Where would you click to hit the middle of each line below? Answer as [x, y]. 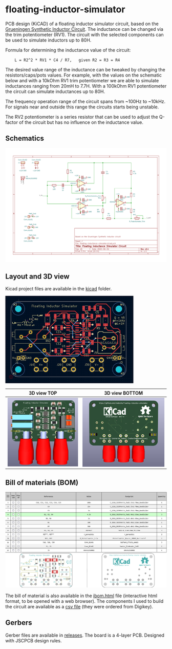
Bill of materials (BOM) [42, 482]
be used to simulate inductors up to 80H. [48, 40]
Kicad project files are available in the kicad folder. [58, 289]
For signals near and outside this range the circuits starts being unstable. [82, 107]
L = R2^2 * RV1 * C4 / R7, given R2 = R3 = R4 [67, 60]
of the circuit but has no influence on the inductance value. [81, 122]
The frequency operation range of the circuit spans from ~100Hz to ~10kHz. [85, 101]
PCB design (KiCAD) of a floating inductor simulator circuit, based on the [82, 24]
